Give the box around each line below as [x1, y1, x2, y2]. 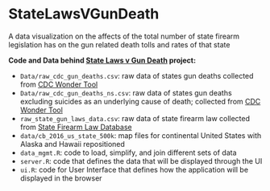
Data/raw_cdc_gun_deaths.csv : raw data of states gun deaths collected [19, 71, 254, 80]
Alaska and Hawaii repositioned [19, 139, 125, 148]
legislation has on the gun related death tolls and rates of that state [8, 39, 231, 49]
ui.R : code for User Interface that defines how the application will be [19, 165, 248, 174]
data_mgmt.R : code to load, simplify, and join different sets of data [19, 148, 237, 157]
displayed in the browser [19, 173, 102, 183]
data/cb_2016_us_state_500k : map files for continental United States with [19, 130, 262, 140]
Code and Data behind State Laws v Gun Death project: [8, 55, 196, 65]
